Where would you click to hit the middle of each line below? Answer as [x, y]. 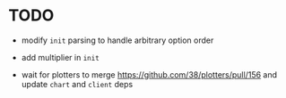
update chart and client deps [77, 84]
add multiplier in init [60, 57]
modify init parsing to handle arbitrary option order [117, 40]
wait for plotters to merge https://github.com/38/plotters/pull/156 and [149, 74]
